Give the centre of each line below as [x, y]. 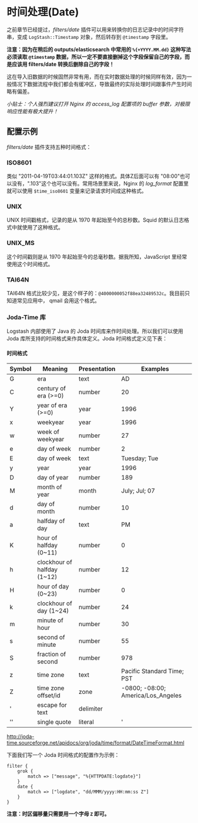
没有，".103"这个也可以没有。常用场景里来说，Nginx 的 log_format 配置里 [100, 184]
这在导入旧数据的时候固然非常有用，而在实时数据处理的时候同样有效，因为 [97, 77]
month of [49, 487]
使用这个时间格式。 [30, 264]
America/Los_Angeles [151, 696]
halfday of [51, 521]
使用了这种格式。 [43, 227]
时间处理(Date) [43, 12]
